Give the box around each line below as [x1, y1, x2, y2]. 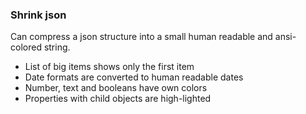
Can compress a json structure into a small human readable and [10, 31, 273, 43]
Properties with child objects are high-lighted [24, 93, 212, 105]
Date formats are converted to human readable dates [24, 71, 244, 83]
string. [43, 41, 71, 53]
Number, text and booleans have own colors [24, 82, 208, 94]
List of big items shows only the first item [24, 61, 195, 73]
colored [10, 41, 42, 53]
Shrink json [10, 8, 67, 22]
